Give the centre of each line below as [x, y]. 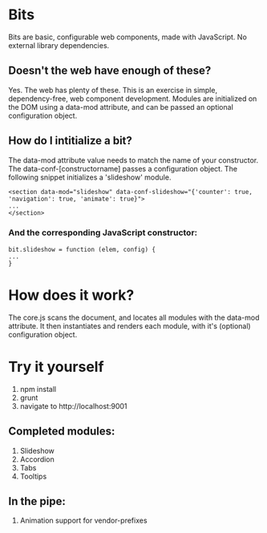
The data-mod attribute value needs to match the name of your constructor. [133, 160]
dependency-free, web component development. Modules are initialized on [133, 99]
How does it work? [71, 295]
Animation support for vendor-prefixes [83, 521]
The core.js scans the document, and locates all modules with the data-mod [134, 317]
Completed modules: [62, 432]
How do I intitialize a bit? [70, 141]
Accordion [37, 459]
